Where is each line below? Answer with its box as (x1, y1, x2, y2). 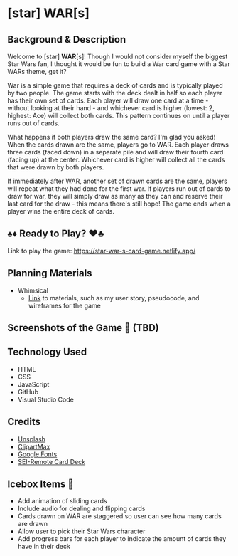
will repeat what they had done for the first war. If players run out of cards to (7, 184, 231, 193)
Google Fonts (17, 450, 58, 458)
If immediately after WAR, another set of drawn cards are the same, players (7, 177, 227, 185)
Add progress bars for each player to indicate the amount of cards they (17, 535, 227, 543)
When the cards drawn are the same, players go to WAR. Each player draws (7, 140, 229, 149)
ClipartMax (17, 442, 50, 451)
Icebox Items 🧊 (7, 478, 75, 491)
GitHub (17, 387, 39, 396)
